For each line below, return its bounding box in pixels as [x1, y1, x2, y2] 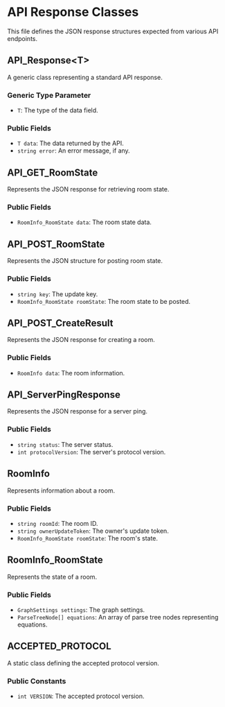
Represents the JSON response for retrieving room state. [7, 185, 170, 194]
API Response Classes [7, 4, 139, 20]
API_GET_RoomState [7, 167, 98, 178]
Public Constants [7, 676, 66, 685]
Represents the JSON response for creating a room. [7, 336, 156, 344]
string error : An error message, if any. [17, 146, 130, 155]
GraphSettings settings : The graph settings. [17, 606, 145, 614]
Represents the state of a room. [7, 572, 98, 581]
